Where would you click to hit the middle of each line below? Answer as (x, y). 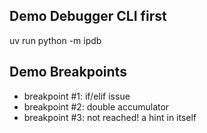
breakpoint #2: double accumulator (96, 106)
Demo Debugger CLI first (88, 16)
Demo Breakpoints (68, 72)
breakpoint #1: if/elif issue (77, 96)
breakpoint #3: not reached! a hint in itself (110, 117)
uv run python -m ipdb (55, 40)
